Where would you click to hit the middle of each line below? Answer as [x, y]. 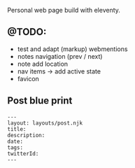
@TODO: [27, 32]
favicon [28, 78]
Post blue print [40, 101]
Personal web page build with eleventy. [64, 10]
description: [26, 135]
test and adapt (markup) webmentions [72, 49]
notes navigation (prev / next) [60, 56]
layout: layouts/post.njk [45, 123]
